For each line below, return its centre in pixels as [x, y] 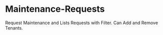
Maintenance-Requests [55, 9]
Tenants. [14, 28]
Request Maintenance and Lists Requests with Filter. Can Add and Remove [82, 23]
